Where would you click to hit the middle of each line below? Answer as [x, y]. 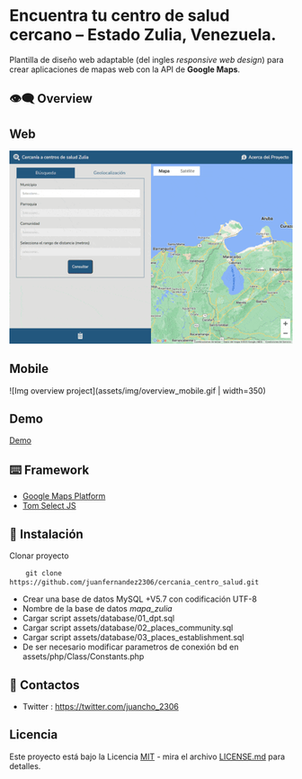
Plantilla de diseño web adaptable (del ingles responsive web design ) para [147, 59]
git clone [44, 574]
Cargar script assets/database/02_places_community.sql [128, 628]
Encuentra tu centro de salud [120, 16]
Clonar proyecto [39, 556]
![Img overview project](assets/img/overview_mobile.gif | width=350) [138, 390]
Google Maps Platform [64, 496]
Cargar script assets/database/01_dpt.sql [98, 619]
